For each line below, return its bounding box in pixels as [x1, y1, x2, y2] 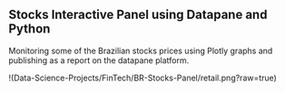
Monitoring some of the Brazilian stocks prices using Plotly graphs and [8, 45, 273, 56]
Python [8, 22, 51, 37]
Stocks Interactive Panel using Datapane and [8, 7, 268, 23]
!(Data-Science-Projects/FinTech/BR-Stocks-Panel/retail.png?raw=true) [8, 72, 278, 83]
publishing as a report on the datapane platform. [8, 54, 190, 66]
